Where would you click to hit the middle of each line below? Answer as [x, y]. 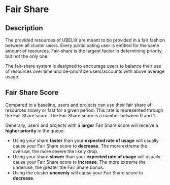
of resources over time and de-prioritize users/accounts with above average [85, 71]
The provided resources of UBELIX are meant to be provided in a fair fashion [85, 40]
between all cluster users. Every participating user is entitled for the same [82, 45]
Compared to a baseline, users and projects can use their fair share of [78, 105]
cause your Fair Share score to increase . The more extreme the [79, 162]
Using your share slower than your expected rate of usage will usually [87, 156]
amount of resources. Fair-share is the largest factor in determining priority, [84, 51]
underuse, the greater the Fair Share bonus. [58, 167]
